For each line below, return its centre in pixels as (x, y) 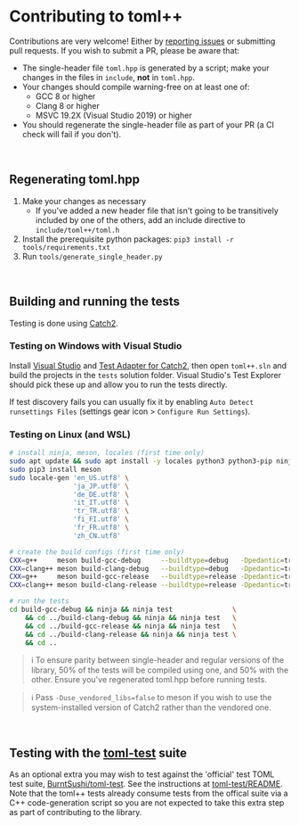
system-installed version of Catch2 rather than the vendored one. (151, 707)
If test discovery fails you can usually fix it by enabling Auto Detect (132, 401)
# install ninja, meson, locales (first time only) (107, 453)
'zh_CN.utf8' (97, 536)
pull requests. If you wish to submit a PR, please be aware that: (125, 50)
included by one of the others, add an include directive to (141, 219)
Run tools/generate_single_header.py (92, 256)
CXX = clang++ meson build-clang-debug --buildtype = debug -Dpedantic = (147, 568)
